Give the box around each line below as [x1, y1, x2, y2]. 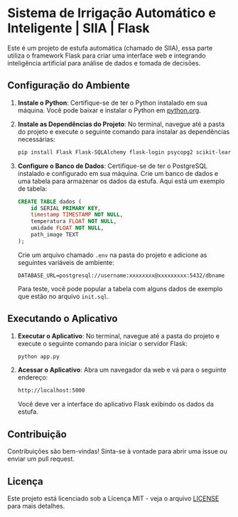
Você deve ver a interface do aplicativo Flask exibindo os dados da [17, 400, 215, 409]
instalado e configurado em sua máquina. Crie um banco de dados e [17, 169, 219, 177]
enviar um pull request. [7, 454, 75, 464]
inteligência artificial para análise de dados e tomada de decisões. [7, 58, 201, 67]
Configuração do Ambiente [7, 80, 130, 92]
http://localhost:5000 [17, 387, 85, 395]
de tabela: [17, 184, 48, 193]
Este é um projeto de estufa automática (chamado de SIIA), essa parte [7, 43, 213, 52]
